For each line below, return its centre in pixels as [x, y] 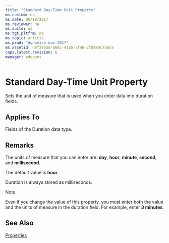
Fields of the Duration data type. [39, 129]
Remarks [20, 145]
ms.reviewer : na [22, 24]
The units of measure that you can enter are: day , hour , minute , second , [81, 157]
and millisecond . [23, 163]
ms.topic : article [24, 38]
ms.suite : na [19, 29]
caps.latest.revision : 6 [31, 52]
